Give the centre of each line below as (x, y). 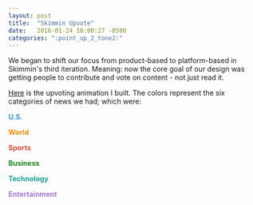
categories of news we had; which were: (75, 101)
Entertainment (33, 194)
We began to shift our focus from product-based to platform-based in (123, 61)
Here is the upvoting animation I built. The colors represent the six (117, 93)
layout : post (30, 16)
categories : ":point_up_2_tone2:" (66, 38)
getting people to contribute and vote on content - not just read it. (117, 77)
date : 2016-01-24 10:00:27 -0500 (67, 30)
